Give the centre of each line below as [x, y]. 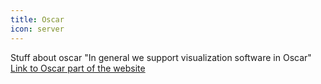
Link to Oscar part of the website [78, 68]
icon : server [37, 29]
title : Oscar [37, 19]
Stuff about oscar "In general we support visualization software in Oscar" [161, 57]
